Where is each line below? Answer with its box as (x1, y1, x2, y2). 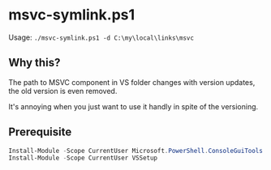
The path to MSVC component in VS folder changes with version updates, (8, 77, 256, 87)
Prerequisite (8, 125, 72, 139)
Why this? (8, 56, 61, 70)
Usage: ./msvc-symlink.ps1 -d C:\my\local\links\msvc (8, 32, 195, 42)
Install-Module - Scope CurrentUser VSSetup (8, 154, 158, 163)
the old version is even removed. (8, 86, 118, 96)
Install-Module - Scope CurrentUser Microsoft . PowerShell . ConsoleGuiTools (8, 147, 264, 155)
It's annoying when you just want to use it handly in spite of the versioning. (8, 101, 259, 111)
